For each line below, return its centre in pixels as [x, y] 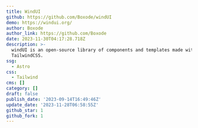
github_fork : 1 [25, 116]
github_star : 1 [25, 110]
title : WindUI [24, 12]
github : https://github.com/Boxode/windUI [59, 17]
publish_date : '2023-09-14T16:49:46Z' [54, 99]
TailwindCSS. [27, 55]
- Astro [21, 66]
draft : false [22, 94]
